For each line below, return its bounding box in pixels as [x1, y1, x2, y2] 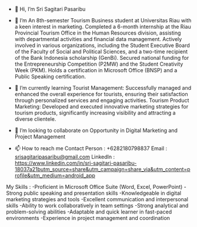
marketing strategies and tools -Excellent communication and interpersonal [6, 196, 188, 202]
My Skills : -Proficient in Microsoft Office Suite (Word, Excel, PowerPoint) [6, 184, 183, 190]
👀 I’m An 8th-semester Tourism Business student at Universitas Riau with [14, 17, 192, 23]
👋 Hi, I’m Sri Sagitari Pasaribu [14, 6, 86, 12]
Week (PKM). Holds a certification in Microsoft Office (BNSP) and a [14, 67, 178, 73]
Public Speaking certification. [14, 73, 86, 80]
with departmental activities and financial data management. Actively [14, 36, 182, 42]
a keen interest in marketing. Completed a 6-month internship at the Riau [14, 23, 191, 30]
